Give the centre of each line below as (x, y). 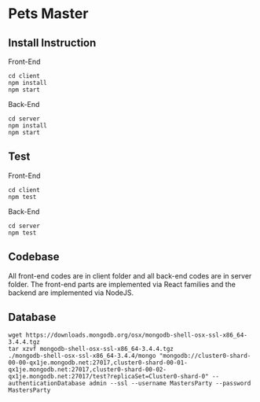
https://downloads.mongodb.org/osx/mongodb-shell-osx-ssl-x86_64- (136, 335)
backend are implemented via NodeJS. (71, 293)
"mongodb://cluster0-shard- (205, 356)
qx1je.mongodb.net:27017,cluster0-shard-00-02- (88, 370)
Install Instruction (52, 43)
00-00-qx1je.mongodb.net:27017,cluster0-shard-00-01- (98, 363)
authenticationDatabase (47, 384)
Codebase (34, 257)
